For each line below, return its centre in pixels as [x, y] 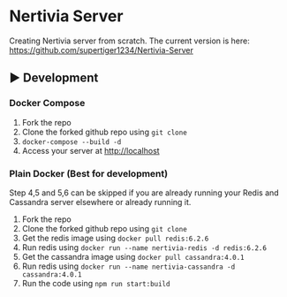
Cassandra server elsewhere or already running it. [100, 202]
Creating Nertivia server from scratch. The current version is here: [129, 41]
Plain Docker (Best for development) [89, 173]
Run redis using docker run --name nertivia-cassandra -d [128, 266]
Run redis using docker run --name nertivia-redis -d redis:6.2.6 [144, 247]
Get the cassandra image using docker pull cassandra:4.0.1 [133, 256]
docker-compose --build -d [72, 142]
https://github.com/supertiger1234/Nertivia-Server [102, 49]
